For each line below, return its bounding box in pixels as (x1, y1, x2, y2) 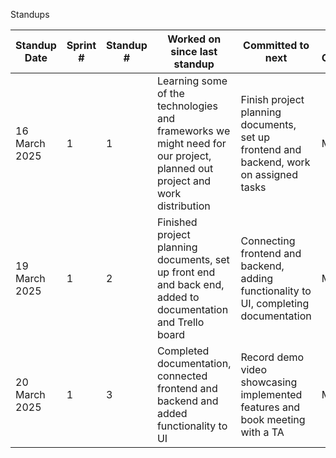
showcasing (240, 375, 298, 389)
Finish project (240, 93, 305, 106)
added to (156, 290, 200, 304)
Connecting (240, 234, 296, 248)
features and (240, 400, 301, 414)
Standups (10, 9, 50, 20)
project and (156, 174, 212, 188)
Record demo (240, 350, 305, 364)
